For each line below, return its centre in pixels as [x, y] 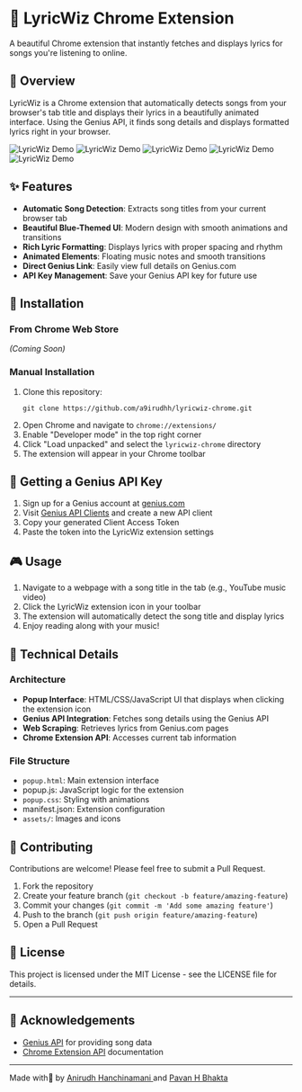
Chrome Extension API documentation [93, 1052]
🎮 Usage [36, 561]
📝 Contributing [51, 847]
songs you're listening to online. [68, 52]
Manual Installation [52, 372]
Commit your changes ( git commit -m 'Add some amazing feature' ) [148, 905]
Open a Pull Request [60, 924]
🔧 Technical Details [64, 654]
